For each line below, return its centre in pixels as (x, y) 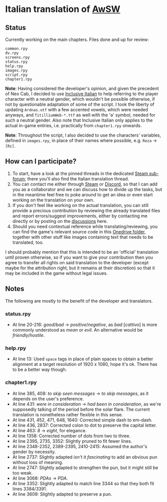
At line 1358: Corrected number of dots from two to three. (71, 436)
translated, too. (28, 242)
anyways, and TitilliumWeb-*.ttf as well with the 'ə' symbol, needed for (80, 115)
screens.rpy (17, 57)
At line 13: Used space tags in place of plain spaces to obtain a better (83, 359)
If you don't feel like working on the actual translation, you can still (80, 205)
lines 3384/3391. (30, 489)
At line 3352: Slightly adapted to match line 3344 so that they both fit (83, 483)
